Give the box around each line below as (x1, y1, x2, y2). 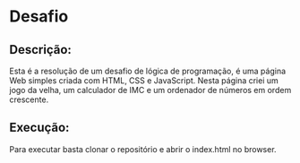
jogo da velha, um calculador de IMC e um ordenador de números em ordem (9, 85, 292, 95)
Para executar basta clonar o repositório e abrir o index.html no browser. (9, 143, 277, 154)
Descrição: (9, 42, 72, 57)
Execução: (9, 120, 70, 135)
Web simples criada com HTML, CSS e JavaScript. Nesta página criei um (9, 75, 279, 86)
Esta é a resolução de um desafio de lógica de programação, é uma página (9, 65, 287, 76)
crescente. (9, 94, 49, 105)
